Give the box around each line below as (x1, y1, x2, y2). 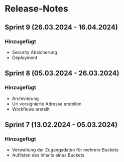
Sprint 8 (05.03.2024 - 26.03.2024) (5, 69, 119, 77)
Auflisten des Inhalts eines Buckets (12, 152, 85, 158)
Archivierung (12, 95, 39, 101)
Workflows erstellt (12, 106, 50, 112)
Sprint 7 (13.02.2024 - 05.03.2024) (5, 120, 118, 129)
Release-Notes (5, 3, 68, 14)
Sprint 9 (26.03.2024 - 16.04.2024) (5, 23, 118, 31)
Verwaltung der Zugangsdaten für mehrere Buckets (12, 147, 119, 153)
